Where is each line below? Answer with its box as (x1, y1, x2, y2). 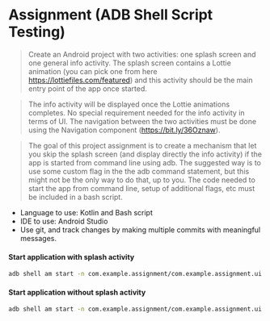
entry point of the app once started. (27, 83, 148, 94)
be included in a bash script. (27, 192, 123, 202)
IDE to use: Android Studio (19, 216, 108, 226)
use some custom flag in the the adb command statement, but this (27, 166, 250, 176)
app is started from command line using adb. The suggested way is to (27, 157, 261, 167)
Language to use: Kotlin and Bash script (19, 207, 154, 217)
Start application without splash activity (8, 287, 146, 297)
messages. (19, 233, 57, 243)
